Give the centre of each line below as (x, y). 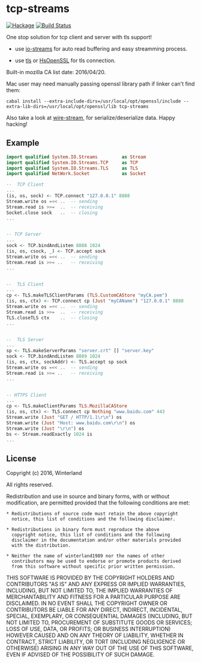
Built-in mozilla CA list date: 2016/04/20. (56, 72)
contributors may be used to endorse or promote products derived (96, 561)
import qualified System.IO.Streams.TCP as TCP (72, 162)
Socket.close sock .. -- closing (52, 213)
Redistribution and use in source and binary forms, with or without (88, 497)
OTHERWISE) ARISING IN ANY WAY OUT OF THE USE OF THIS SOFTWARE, (100, 648)
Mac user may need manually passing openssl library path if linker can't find (100, 84)
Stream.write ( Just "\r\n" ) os (45, 429)
